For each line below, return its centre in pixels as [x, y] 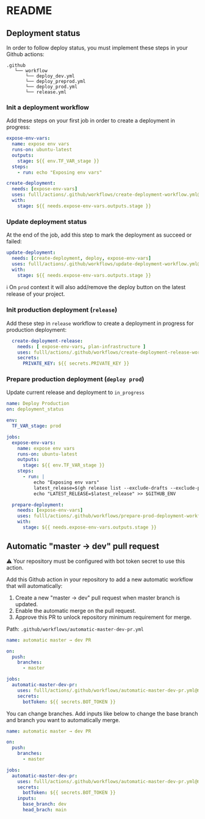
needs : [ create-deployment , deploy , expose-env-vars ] [81, 258]
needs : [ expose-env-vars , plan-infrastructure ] [82, 346]
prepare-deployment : [38, 505]
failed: [14, 241]
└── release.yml [46, 92]
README [29, 11]
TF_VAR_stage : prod [37, 426]
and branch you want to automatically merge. [63, 720]
